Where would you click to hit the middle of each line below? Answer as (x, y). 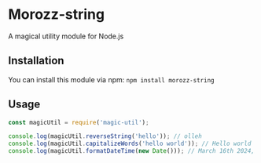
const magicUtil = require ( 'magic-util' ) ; (79, 122)
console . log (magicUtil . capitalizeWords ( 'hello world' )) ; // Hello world (130, 144)
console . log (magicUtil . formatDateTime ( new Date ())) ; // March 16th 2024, (132, 151)
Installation (36, 61)
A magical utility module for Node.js (66, 36)
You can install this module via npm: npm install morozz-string (111, 79)
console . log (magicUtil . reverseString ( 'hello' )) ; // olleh (105, 136)
